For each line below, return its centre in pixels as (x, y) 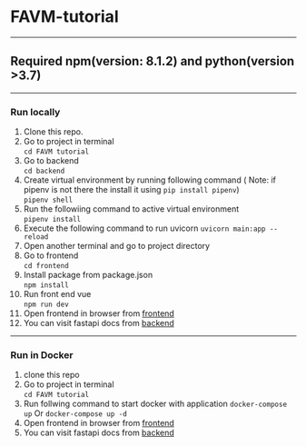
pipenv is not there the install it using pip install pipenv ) (131, 190)
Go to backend (51, 161)
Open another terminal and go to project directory (117, 246)
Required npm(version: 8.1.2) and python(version (153, 61)
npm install (46, 285)
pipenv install (52, 220)
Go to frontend (51, 255)
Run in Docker (42, 354)
